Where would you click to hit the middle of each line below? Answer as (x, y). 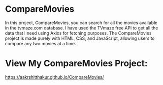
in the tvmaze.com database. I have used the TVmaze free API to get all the (82, 28)
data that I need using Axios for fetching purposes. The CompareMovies (78, 33)
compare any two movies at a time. (41, 43)
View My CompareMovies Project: (76, 64)
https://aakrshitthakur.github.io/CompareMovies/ (55, 77)
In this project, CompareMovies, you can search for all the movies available (81, 23)
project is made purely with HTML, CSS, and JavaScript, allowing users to (80, 38)
